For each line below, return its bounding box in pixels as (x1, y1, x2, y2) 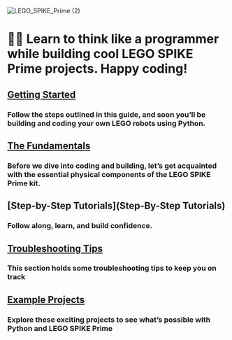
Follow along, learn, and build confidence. (7, 221, 152, 231)
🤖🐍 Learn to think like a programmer (7, 31, 219, 47)
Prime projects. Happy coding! (7, 61, 188, 77)
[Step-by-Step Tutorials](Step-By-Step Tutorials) (7, 200, 226, 212)
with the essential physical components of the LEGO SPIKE (7, 169, 211, 179)
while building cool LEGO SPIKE (7, 46, 194, 62)
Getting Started (7, 88, 76, 101)
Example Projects (7, 294, 85, 306)
